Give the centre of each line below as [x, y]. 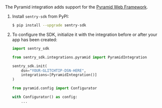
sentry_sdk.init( [30, 66]
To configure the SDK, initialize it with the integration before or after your [85, 34]
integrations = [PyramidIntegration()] [59, 75]
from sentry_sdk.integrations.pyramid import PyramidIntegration [79, 57]
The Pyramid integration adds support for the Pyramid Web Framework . [76, 7]
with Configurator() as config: [45, 97]
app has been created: [34, 39]
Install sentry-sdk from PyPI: [40, 16]
